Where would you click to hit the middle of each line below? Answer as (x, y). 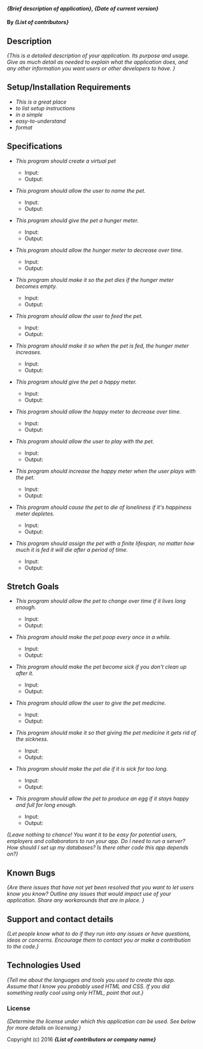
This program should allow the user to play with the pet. (85, 441)
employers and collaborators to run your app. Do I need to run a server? (96, 841)
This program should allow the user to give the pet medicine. (91, 703)
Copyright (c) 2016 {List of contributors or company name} (82, 1039)
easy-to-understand (41, 121)
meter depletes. (35, 513)
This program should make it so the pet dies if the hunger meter (95, 279)
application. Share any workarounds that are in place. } (76, 900)
